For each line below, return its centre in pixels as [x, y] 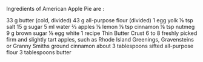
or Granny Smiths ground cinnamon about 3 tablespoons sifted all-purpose [100, 46]
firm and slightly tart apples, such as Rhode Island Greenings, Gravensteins [100, 39]
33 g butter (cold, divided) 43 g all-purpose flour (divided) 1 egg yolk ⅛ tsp [100, 20]
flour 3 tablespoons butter [39, 52]
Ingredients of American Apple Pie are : [55, 9]
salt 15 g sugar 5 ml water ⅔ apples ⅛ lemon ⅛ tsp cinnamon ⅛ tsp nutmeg [101, 27]
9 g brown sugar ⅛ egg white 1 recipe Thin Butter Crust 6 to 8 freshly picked [102, 33]
